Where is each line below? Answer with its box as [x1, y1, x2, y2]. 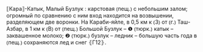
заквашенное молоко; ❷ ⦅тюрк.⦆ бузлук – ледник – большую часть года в [6, 32, 197, 39]
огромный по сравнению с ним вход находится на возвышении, [6, 12, 174, 19]
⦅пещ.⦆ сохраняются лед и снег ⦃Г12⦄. [6, 39, 107, 46]
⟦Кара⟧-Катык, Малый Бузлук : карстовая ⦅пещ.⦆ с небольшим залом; [6, 5, 188, 12]
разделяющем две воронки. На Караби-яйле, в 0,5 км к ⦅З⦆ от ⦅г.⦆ [6, 18, 176, 25]
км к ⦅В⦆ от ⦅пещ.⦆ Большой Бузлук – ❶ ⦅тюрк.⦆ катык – [33, 25, 174, 32]
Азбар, [6, 25, 24, 32]
